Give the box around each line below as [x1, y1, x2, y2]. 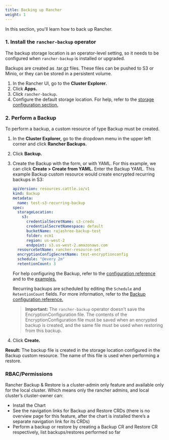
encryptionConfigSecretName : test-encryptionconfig [17, 252, 128, 257]
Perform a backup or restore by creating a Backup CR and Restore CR [12, 424, 158, 430]
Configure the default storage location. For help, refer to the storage [12, 96, 154, 102]
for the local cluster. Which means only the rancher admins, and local [5, 387, 149, 394]
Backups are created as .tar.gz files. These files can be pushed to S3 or [5, 65, 154, 71]
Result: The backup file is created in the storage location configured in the [5, 347, 160, 353]
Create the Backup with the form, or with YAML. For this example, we [12, 160, 156, 167]
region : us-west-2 [26, 238, 65, 243]
